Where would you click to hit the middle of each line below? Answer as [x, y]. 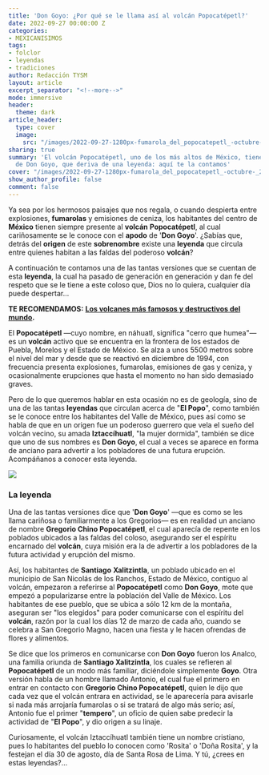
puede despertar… [39, 293]
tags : [17, 46]
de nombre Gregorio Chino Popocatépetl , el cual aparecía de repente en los [134, 529]
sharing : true [32, 150]
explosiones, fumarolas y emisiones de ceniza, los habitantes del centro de [133, 218]
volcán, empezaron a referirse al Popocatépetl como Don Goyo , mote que [131, 587]
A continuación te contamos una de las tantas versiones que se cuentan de [132, 267]
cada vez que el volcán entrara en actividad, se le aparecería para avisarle [131, 697]
